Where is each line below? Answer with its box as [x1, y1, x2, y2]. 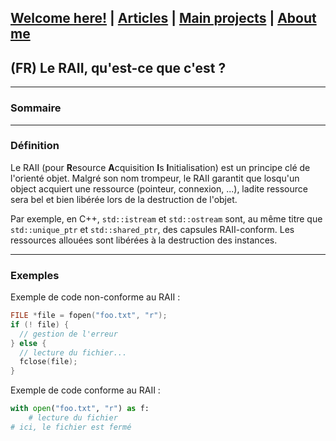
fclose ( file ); [19, 357, 78, 367]
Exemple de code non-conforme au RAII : [10, 291, 181, 303]
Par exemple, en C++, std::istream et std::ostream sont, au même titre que [10, 212, 323, 225]
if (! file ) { [10, 319, 70, 330]
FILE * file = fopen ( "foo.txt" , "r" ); [10, 311, 168, 321]
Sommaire [10, 101, 62, 115]
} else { [10, 338, 47, 348]
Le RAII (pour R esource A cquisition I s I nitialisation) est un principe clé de [10, 161, 311, 173]
